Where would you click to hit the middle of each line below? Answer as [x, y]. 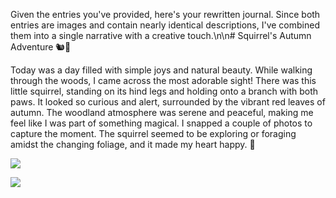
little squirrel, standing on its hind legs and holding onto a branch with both [164, 91]
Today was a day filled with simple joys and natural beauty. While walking [161, 70]
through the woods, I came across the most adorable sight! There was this [163, 80]
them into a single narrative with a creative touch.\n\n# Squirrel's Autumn [161, 35]
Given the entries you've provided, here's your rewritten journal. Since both [165, 14]
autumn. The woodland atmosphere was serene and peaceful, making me [162, 112]
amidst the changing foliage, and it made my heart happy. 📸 [133, 144]
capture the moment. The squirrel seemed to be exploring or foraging [153, 133]
